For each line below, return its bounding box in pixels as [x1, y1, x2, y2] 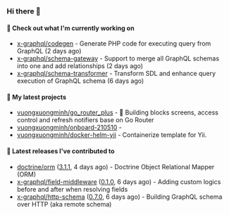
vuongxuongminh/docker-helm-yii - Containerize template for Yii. [16, 131, 207, 139]
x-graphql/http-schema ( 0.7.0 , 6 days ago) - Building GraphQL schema [16, 193, 223, 201]
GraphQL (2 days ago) [16, 47, 82, 56]
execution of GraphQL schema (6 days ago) [16, 77, 144, 85]
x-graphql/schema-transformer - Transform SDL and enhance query [16, 70, 216, 78]
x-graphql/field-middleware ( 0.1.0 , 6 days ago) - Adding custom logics [16, 177, 221, 185]
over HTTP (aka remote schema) [16, 200, 112, 208]
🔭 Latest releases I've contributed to [6, 147, 115, 155]
